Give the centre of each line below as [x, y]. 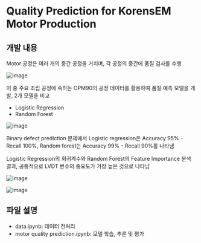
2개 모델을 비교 [32, 96]
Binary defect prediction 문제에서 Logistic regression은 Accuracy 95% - [94, 138]
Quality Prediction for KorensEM [89, 11]
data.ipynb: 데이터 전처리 [45, 226]
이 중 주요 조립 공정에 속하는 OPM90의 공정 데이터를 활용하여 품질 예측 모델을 [97, 88]
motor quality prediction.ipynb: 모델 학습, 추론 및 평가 [80, 233]
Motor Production [51, 24]
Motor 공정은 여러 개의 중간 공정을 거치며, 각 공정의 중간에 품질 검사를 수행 [94, 63]
